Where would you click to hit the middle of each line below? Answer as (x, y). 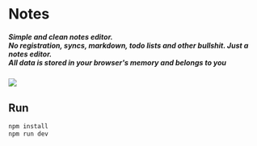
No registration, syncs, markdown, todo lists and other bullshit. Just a (128, 45)
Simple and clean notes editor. (61, 36)
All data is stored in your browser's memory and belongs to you (118, 62)
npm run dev (28, 134)
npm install (28, 126)
